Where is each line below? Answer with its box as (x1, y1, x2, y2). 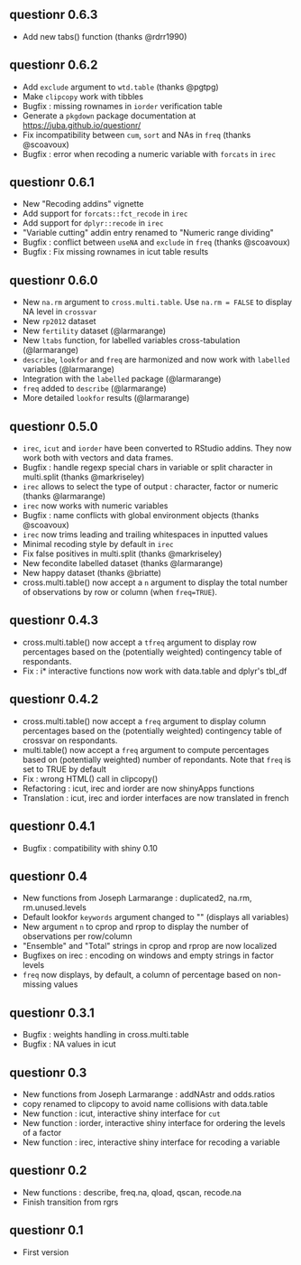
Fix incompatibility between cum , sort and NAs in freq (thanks (22, 129, 251, 140)
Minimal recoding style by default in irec (22, 539, 174, 550)
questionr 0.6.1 (9, 175, 95, 191)
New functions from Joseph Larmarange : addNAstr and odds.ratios (22, 1088, 276, 1100)
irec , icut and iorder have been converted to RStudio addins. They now (22, 442, 292, 454)
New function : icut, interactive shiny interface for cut (22, 1108, 221, 1119)
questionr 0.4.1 (9, 819, 96, 834)
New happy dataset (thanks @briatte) (22, 568, 162, 579)
